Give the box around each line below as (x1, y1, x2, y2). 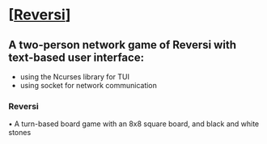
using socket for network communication (19, 81, 158, 90)
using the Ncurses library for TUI (19, 72, 129, 82)
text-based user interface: (8, 50, 144, 64)
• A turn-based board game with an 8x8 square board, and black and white (8, 119, 260, 129)
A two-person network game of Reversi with (8, 38, 237, 52)
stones (8, 128, 32, 138)
